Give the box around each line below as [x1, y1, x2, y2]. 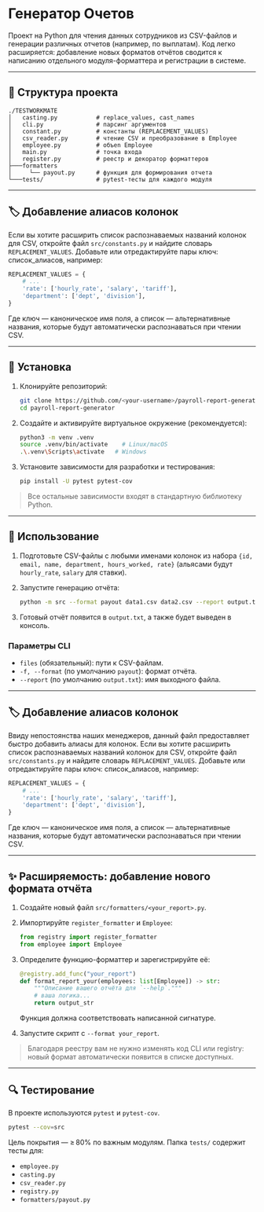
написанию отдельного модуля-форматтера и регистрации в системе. [8, 56, 246, 65]
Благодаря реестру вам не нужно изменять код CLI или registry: [27, 1044, 244, 1053]
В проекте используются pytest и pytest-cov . [8, 1107, 160, 1117]
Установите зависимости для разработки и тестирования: [19, 462, 215, 472]
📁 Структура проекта [8, 86, 119, 99]
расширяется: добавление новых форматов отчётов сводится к [8, 47, 222, 57]
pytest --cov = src [8, 1123, 65, 1131]
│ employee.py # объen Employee [8, 141, 153, 149]
